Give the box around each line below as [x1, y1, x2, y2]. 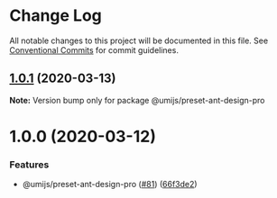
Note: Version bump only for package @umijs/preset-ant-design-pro [9, 94, 265, 105]
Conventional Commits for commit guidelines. [9, 44, 179, 55]
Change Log [9, 5, 102, 26]
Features [9, 158, 50, 171]
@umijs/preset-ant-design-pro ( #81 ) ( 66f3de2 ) [22, 179, 198, 190]
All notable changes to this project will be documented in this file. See [9, 35, 269, 46]
